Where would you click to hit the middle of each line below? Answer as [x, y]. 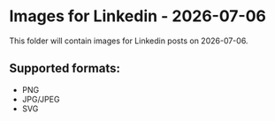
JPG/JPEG [41, 99]
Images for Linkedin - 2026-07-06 [138, 16]
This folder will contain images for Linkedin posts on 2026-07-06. [129, 41]
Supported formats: [65, 68]
